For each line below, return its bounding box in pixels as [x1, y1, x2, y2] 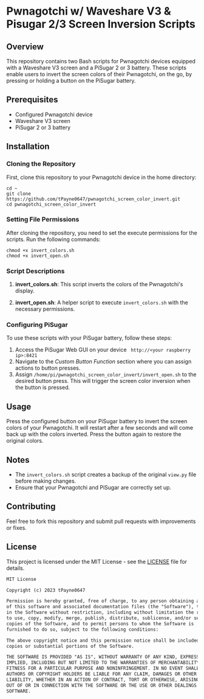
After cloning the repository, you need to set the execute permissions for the [6, 229, 197, 236]
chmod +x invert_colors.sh [6, 247, 75, 253]
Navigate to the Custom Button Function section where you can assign [15, 358, 192, 365]
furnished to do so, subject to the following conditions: [6, 626, 159, 633]
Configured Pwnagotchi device [15, 111, 93, 118]
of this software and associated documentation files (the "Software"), [6, 604, 194, 610]
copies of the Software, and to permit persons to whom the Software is [6, 620, 194, 627]
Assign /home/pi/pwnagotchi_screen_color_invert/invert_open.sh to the [15, 371, 197, 378]
